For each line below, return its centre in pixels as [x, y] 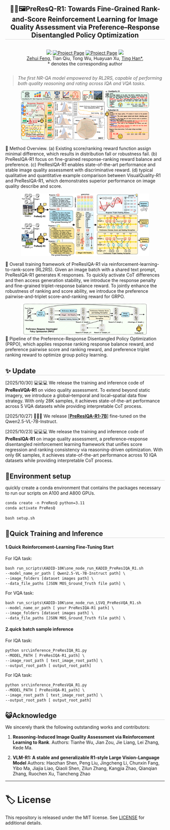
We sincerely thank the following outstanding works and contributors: [78, 727]
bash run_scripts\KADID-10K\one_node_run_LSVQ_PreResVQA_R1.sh [73, 603]
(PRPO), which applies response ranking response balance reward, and [80, 344]
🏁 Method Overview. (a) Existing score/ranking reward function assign [78, 148]
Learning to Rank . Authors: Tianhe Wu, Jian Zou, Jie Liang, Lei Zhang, [86, 742]
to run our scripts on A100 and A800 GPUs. [50, 493]
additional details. [24, 823]
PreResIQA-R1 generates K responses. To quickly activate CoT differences [82, 275]
